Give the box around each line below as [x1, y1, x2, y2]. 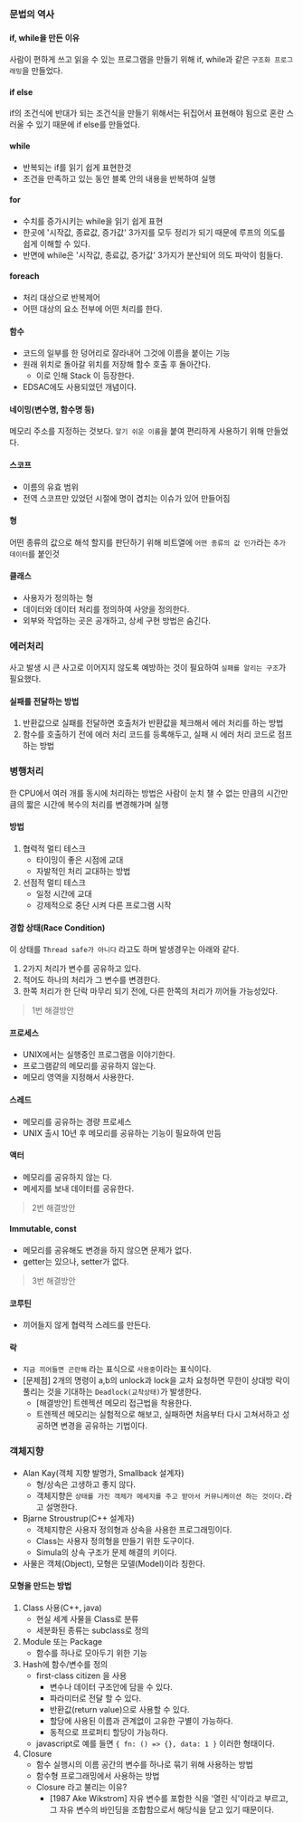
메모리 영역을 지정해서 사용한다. [22, 1072, 134, 1083]
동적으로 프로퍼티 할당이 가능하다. [49, 1726, 169, 1737]
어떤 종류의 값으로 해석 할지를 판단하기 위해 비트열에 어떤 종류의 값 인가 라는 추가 [9, 537, 287, 548]
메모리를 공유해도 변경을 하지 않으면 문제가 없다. [22, 1245, 192, 1255]
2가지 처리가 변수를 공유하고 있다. [22, 963, 142, 974]
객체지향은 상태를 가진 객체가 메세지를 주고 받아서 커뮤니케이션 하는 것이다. [35, 1490, 285, 1501]
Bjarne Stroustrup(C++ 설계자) [22, 1513, 135, 1523]
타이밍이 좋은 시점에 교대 [35, 854, 124, 865]
